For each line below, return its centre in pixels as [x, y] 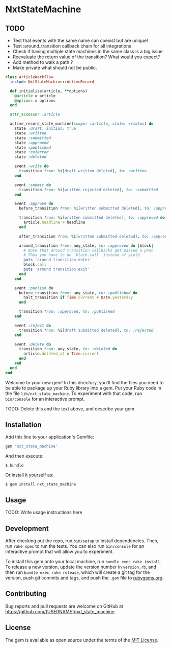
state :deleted [31, 157]
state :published [33, 147]
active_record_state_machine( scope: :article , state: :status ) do [82, 124]
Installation [23, 425]
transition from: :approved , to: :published [67, 312]
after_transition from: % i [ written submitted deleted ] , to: [84, 236]
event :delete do [33, 344]
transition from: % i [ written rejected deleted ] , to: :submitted [88, 190]
